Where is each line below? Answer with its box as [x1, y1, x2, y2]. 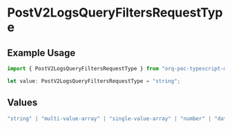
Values [7, 97, 38, 108]
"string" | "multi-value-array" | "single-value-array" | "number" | [7, 115, 212, 122]
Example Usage [7, 47, 76, 59]
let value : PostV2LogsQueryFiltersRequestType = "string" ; [7, 77, 181, 84]
